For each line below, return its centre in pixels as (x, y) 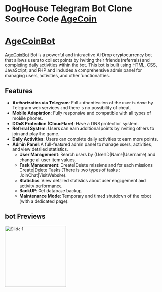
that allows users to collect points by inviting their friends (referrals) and (78, 60)
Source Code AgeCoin (51, 19)
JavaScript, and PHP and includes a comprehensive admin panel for (73, 70)
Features (19, 91)
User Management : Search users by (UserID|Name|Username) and (87, 154)
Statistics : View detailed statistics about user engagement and (83, 180)
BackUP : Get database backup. (51, 190)
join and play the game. (36, 134)
